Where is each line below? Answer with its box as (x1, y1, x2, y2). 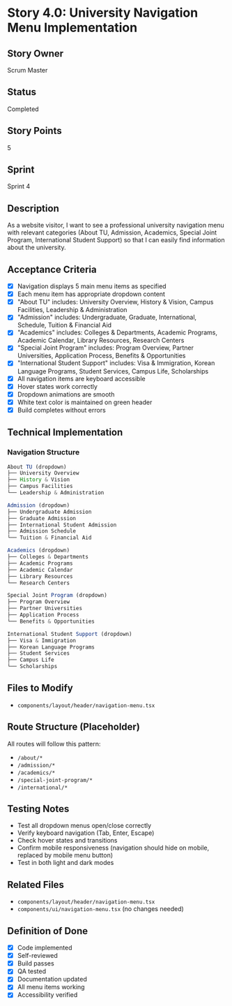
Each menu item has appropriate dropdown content (17, 290, 166, 298)
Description (7, 202, 59, 214)
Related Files (7, 878, 65, 891)
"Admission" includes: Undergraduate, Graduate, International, (17, 313, 197, 322)
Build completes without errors (17, 406, 106, 414)
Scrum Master (7, 66, 48, 74)
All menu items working (17, 983, 85, 991)
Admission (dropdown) (7, 501, 70, 509)
